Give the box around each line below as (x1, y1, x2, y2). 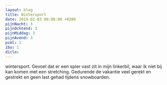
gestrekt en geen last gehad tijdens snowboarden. (5, 74, 111, 80)
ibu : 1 (5, 45, 19, 50)
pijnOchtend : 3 (5, 26, 38, 31)
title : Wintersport (5, 12, 47, 17)
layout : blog (5, 7, 33, 13)
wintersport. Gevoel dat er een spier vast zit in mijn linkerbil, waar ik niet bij (5, 63, 162, 69)
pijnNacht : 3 (5, 21, 33, 27)
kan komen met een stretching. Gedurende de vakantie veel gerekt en (5, 68, 151, 74)
